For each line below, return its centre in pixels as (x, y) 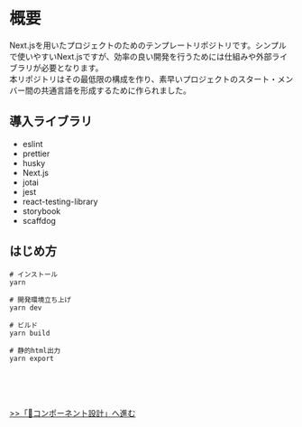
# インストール (34, 274)
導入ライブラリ (51, 121)
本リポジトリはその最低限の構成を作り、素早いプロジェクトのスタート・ (143, 79)
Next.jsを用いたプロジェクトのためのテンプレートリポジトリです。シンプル (148, 45)
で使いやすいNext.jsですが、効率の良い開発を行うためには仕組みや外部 (141, 56)
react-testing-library (60, 201)
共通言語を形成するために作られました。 (115, 90)
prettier (36, 153)
